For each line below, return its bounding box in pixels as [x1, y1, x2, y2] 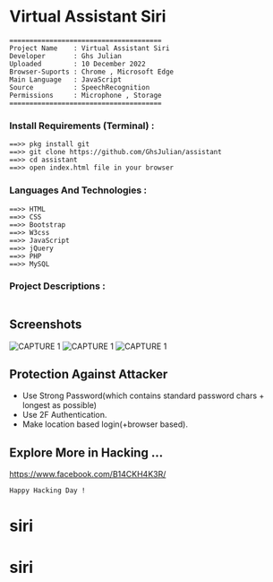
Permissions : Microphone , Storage [9, 91, 163, 100]
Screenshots [9, 317, 82, 333]
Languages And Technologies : [9, 184, 148, 196]
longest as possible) [21, 400, 97, 411]
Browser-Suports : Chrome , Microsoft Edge [9, 67, 175, 76]
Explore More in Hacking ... [9, 445, 164, 460]
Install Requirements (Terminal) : [9, 119, 155, 132]
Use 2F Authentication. [21, 410, 107, 421]
